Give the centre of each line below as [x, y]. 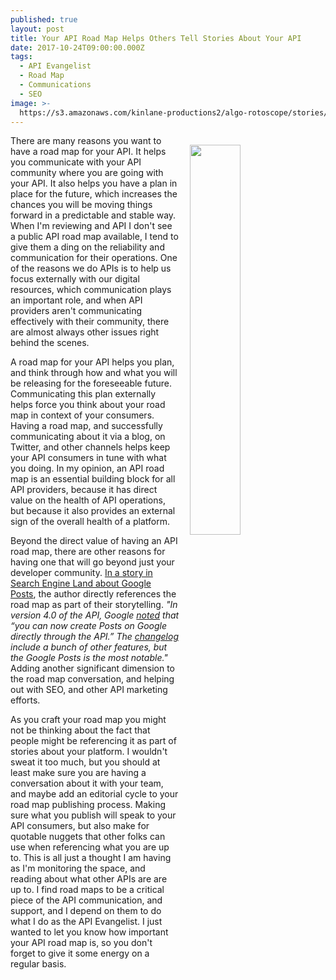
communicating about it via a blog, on [88, 437]
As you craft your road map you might [88, 720]
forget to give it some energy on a [80, 953]
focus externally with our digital [75, 279]
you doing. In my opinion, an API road [87, 468]
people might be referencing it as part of [93, 741]
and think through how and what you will [94, 373]
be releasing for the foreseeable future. [91, 383]
